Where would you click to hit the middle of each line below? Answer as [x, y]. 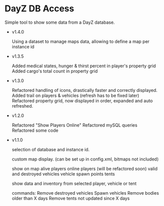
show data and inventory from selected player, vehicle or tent [74, 183]
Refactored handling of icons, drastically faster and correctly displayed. [84, 90]
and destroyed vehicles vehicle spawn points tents [63, 174]
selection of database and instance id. [51, 149]
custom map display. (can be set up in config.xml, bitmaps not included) [85, 159]
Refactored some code [35, 130]
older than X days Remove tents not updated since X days [71, 198]
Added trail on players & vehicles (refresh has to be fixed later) [75, 95]
